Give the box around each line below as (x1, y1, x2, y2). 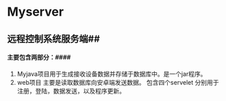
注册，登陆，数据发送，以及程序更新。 (16, 87, 125, 95)
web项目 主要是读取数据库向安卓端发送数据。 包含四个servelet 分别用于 (16, 78, 219, 86)
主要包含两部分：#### (7, 53, 71, 61)
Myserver (7, 4, 64, 20)
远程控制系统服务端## (7, 33, 101, 44)
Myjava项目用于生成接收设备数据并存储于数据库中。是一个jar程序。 (16, 70, 207, 78)
